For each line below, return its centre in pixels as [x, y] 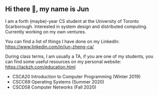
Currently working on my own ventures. [46, 32]
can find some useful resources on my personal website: [63, 61]
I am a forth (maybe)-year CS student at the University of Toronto [72, 21]
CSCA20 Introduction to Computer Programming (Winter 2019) [76, 76]
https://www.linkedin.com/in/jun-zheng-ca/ [50, 47]
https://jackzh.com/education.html [40, 67]
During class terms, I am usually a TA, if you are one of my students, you [79, 56]
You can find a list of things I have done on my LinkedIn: [62, 41]
